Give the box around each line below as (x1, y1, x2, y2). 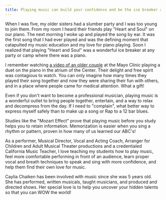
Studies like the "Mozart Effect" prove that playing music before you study (5, 118, 157, 123)
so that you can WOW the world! (5, 189, 72, 195)
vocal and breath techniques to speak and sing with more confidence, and (5, 159, 157, 164)
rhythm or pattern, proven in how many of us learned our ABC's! (5, 128, 136, 134)
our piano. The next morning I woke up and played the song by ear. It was (5, 31, 155, 37)
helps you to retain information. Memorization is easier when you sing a (5, 123, 151, 129)
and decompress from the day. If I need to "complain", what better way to (5, 103, 155, 109)
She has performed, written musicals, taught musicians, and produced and (5, 179, 157, 185)
